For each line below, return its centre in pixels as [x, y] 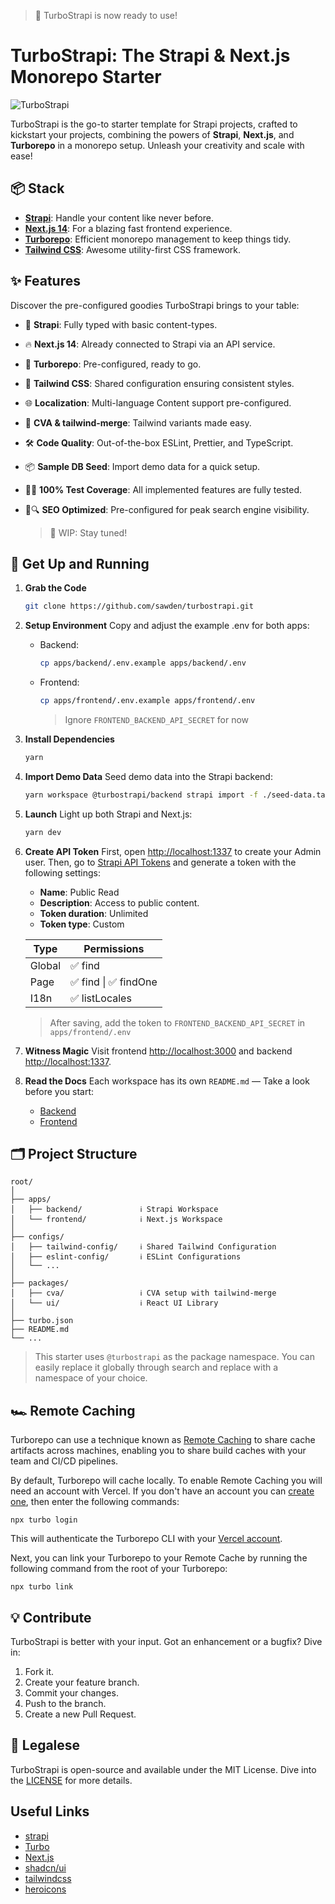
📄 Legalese [45, 1745]
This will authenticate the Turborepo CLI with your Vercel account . [146, 1539]
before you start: [59, 1091]
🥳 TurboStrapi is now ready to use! [106, 15]
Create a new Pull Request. [80, 1714]
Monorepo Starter [86, 77]
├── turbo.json [42, 1321]
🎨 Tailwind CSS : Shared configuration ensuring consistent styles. [159, 383]
